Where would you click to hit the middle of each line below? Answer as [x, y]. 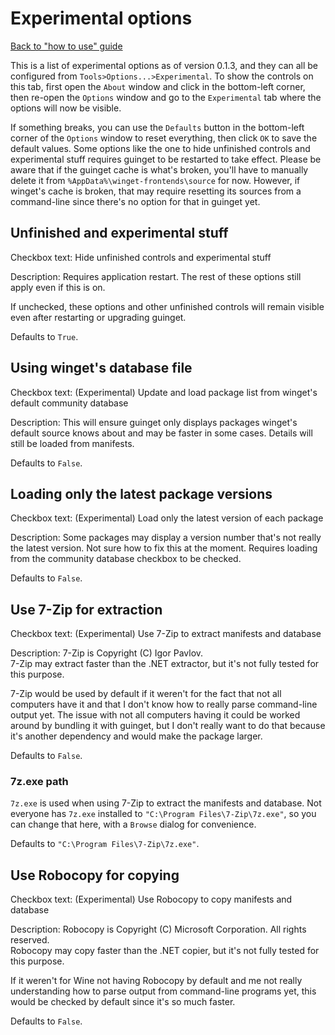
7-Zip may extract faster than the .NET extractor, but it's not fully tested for [165, 664]
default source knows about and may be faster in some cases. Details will [161, 433]
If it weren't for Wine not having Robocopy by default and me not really [156, 981]
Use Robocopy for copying [95, 875]
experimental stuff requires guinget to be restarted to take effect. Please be [166, 159]
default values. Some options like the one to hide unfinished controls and [160, 148]
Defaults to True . [44, 336]
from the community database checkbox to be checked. [126, 559]
